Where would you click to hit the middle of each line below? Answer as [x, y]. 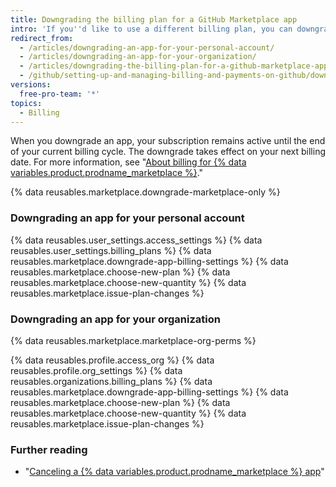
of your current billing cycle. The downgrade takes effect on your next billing [168, 152]
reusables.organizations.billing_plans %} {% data [111, 381]
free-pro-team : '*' [60, 94]
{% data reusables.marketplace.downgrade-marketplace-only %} [145, 192]
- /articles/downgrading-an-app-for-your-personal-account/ [147, 47]
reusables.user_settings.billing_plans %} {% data [111, 250]
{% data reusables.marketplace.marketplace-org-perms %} [133, 340]
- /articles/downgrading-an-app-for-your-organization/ [138, 57]
